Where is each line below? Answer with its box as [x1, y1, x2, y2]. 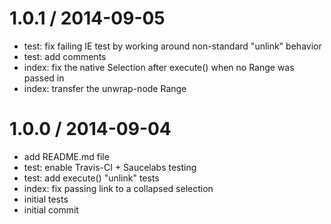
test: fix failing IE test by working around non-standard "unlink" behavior [23, 40, 322, 52]
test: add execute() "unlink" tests [23, 172, 160, 184]
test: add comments [23, 50, 107, 62]
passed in [23, 72, 65, 84]
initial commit [23, 203, 79, 216]
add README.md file [23, 150, 110, 162]
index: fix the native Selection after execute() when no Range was [23, 61, 295, 73]
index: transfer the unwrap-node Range [23, 82, 187, 94]
